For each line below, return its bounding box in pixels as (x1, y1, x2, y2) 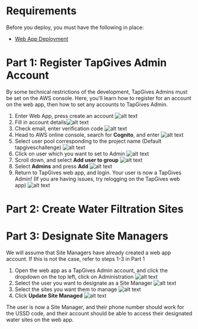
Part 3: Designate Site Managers (6, 229, 168, 243)
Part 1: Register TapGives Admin (6, 56, 167, 69)
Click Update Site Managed (14, 292, 83, 299)
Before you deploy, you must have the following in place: (6, 24, 144, 31)
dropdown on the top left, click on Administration (14, 273, 134, 280)
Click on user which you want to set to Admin (14, 150, 125, 157)
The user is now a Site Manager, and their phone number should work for (6, 304, 184, 311)
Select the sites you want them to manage (14, 286, 117, 293)
